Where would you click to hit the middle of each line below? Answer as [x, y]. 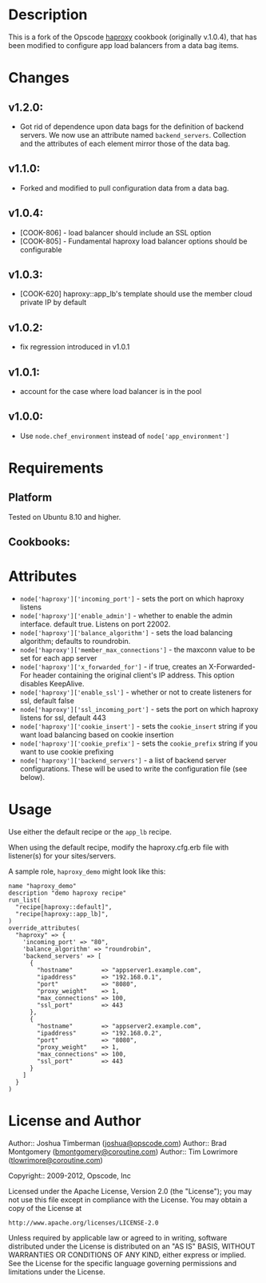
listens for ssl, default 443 [63, 718]
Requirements [56, 468]
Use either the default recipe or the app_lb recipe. [90, 832]
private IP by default [53, 303]
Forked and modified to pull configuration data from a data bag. [124, 188]
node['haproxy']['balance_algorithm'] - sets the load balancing [126, 633]
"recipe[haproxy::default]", [64, 907]
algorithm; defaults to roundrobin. [75, 641]
